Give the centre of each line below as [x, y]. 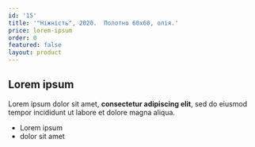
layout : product [35, 52]
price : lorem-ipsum [40, 30]
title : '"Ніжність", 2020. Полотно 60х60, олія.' [93, 23]
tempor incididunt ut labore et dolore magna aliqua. [92, 112]
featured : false [35, 45]
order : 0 [23, 38]
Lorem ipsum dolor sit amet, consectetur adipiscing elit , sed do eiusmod [128, 103]
